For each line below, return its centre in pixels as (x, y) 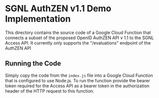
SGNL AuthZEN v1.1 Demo (58, 9)
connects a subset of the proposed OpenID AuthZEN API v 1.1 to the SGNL (79, 38)
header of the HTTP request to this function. (50, 91)
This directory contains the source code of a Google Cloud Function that (78, 32)
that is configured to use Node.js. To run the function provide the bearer (78, 80)
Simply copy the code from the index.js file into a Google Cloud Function (79, 75)
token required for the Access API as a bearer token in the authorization (77, 86)
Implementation (38, 19)
